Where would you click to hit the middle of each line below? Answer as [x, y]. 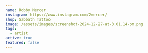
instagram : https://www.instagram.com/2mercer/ [56, 15]
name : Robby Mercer [26, 10]
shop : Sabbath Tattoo [28, 19]
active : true [19, 38]
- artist [19, 33]
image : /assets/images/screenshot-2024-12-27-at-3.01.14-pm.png [74, 24]
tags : [11, 29]
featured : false [22, 43]
